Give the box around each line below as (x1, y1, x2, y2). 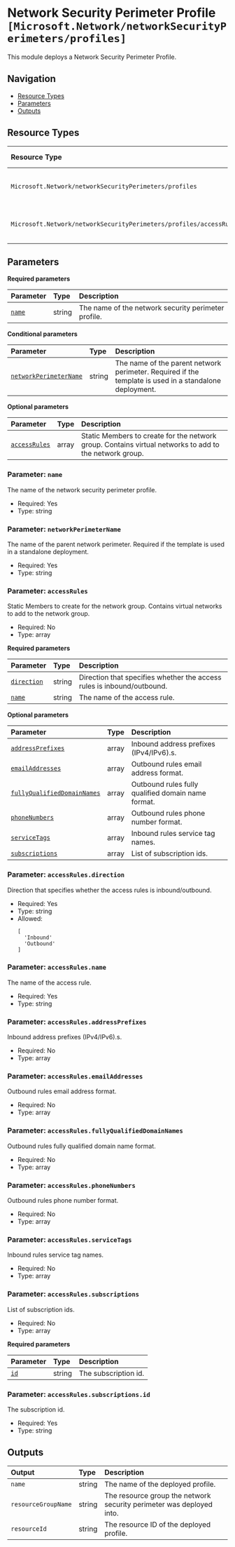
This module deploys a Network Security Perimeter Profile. (7, 53, 177, 61)
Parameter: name (7, 470, 63, 480)
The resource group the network (104, 1490, 211, 1500)
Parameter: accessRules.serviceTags (7, 1234, 132, 1244)
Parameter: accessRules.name (7, 962, 107, 972)
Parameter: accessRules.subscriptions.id (7, 1389, 150, 1399)
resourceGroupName (10, 1500, 72, 1508)
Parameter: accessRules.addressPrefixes (7, 1017, 147, 1027)
